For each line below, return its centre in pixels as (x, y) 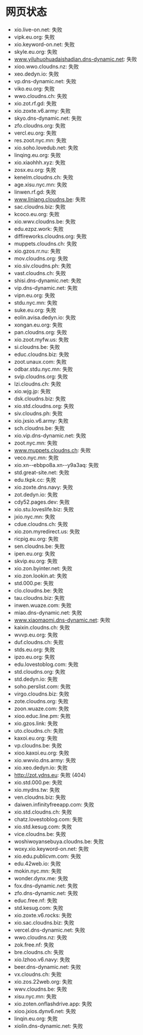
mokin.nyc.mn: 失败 (38, 871)
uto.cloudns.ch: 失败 (39, 730)
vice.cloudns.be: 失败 (40, 834)
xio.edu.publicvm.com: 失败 (48, 856)
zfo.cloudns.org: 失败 (40, 125)
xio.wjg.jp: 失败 (32, 391)
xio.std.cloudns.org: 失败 (44, 406)
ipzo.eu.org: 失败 (34, 657)
